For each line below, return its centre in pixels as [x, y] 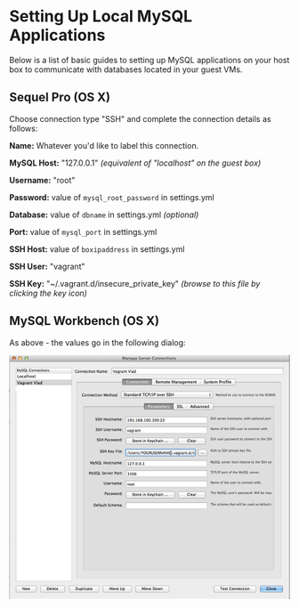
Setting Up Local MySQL [101, 16]
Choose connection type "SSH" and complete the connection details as [140, 118]
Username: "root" [42, 180]
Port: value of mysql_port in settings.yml [83, 231]
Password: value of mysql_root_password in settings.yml [112, 197]
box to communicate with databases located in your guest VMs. [126, 69]
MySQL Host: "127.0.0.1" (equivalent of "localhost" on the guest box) [135, 163]
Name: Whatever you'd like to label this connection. [104, 145]
